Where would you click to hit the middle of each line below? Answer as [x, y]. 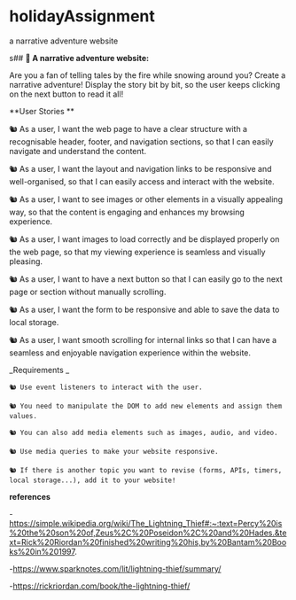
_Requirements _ [39, 370]
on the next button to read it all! [66, 94]
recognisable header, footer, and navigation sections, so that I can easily [141, 141]
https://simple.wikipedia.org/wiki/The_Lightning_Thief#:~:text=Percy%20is [146, 523]
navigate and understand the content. [78, 151]
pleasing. [26, 261]
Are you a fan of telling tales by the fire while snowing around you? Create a [148, 75]
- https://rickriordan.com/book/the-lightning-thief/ [100, 586]
